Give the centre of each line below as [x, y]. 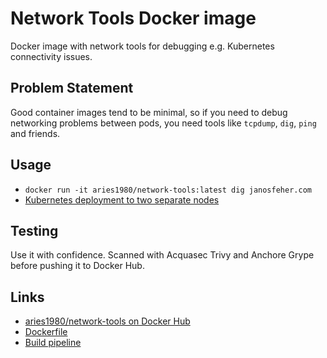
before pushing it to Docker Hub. [77, 266]
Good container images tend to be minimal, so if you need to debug [149, 112]
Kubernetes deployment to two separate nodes [122, 199]
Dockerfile [46, 332]
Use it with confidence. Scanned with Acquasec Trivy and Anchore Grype [162, 255]
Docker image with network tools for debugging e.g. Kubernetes [142, 46]
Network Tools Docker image [133, 18]
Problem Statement [72, 88]
